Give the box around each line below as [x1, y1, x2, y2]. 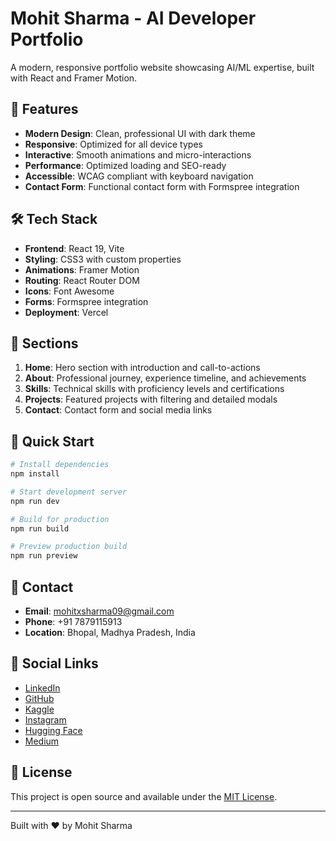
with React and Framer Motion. [10, 72, 138, 84]
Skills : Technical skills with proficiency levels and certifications [24, 383, 285, 395]
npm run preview [10, 551, 78, 561]
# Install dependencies [10, 460, 110, 470]
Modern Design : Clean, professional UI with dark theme [24, 127, 256, 139]
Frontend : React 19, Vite [24, 242, 125, 254]
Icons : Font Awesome [24, 285, 115, 297]
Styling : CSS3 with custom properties [24, 253, 182, 265]
